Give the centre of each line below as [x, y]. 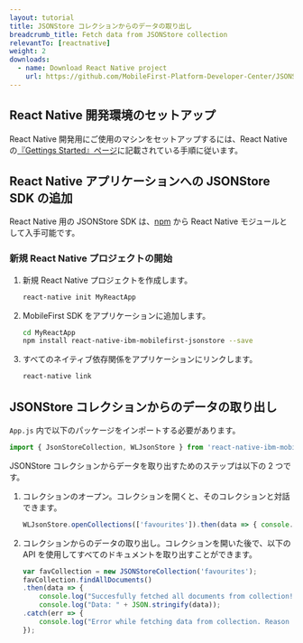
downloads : [30, 60]
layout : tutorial [42, 18]
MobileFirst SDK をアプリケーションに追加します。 [116, 315]
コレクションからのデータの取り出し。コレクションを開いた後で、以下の [156, 543]
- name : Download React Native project [92, 69]
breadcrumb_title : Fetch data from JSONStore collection [119, 34]
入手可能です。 [52, 233]
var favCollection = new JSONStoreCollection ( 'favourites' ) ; [140, 571]
